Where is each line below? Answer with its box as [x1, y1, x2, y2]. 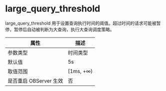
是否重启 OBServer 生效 [7, 77, 63, 84]
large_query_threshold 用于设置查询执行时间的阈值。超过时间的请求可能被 [5, 20, 157, 26]
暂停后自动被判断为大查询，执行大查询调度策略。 [13, 26, 115, 32]
